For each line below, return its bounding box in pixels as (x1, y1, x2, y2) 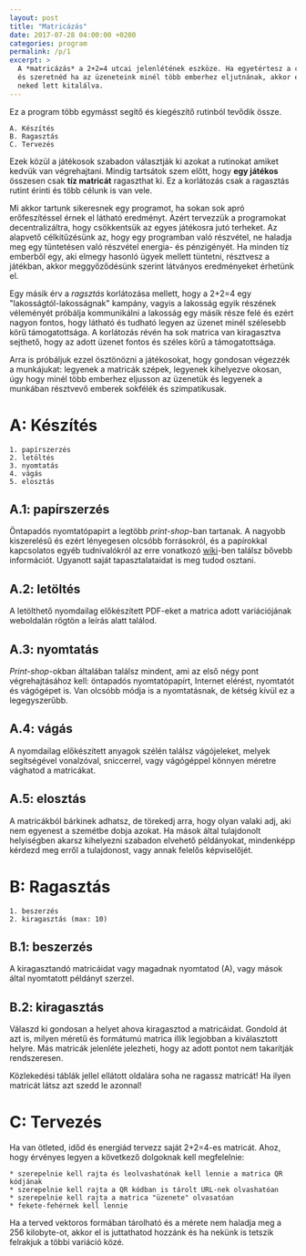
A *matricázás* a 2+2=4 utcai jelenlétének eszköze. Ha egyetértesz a (17, 65, 291, 74)
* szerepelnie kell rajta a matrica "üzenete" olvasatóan (9, 1193, 234, 1203)
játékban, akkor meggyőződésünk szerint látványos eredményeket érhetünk (9, 261, 294, 272)
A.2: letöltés (9, 581, 81, 597)
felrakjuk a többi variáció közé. (9, 1237, 125, 1248)
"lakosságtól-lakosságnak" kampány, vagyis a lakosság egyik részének (9, 297, 277, 308)
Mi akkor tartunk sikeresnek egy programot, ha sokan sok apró (9, 202, 245, 213)
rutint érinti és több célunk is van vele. (9, 184, 153, 196)
